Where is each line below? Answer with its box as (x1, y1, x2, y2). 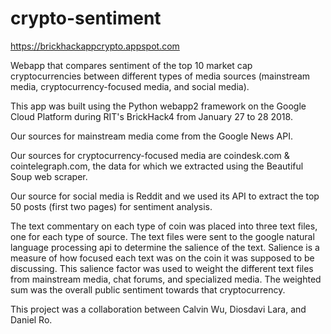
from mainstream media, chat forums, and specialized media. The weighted (10, 273, 322, 285)
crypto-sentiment (10, 7, 162, 30)
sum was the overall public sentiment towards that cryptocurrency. (10, 283, 286, 296)
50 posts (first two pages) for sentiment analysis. (10, 200, 213, 212)
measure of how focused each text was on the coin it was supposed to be (10, 252, 315, 264)
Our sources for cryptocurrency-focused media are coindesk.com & (10, 149, 290, 161)
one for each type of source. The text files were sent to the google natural (10, 230, 315, 242)
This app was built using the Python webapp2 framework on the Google (10, 100, 307, 112)
